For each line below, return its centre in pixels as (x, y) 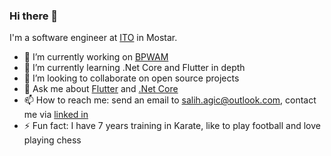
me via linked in (56, 115)
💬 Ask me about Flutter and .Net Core (101, 89)
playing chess (52, 140)
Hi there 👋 (34, 16)
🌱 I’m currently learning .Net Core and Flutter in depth (134, 68)
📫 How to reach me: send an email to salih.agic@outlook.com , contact (170, 100)
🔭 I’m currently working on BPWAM (96, 57)
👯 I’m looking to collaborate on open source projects (131, 78)
